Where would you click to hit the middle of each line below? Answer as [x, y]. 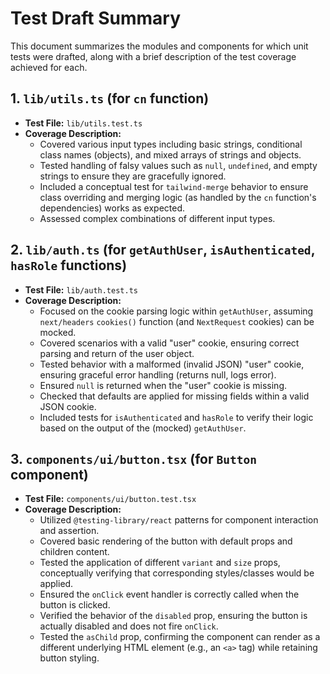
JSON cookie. [68, 406]
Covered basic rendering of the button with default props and [166, 541]
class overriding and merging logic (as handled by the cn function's [178, 197]
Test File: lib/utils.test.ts [83, 123]
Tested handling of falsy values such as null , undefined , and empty [178, 165]
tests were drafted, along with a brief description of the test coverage [153, 56]
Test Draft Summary [95, 18]
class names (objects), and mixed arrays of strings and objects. [170, 154]
